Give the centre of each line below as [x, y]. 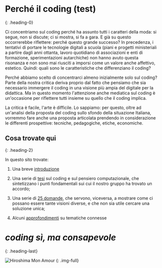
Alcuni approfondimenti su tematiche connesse [59, 218]
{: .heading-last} [21, 251]
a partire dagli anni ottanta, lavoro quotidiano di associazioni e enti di [74, 53]
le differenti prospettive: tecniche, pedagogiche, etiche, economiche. [74, 123]
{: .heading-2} [19, 150]
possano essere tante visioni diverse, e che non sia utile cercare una [81, 203]
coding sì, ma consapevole [61, 237]
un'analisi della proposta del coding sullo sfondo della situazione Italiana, [78, 112]
